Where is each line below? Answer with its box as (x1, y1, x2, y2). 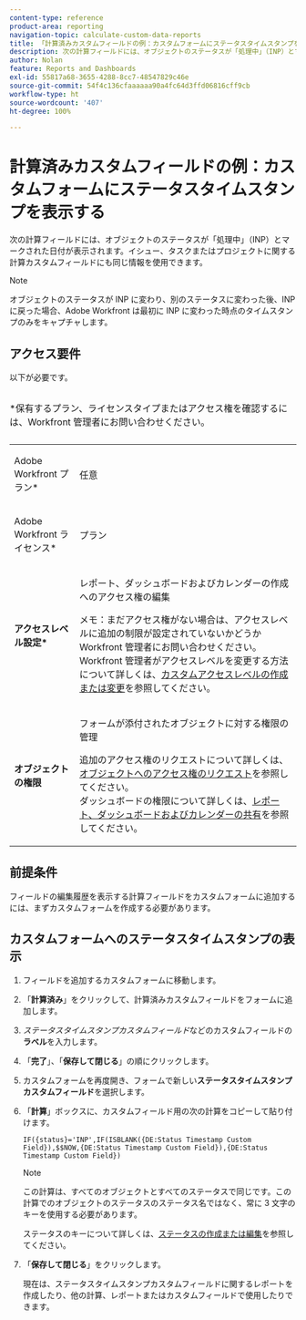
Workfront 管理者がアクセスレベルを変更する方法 (78, 655, 289, 666)
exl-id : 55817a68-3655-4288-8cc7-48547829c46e (9, 73, 189, 82)
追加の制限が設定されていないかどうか (97, 627, 262, 639)
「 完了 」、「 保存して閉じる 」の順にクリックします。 (22, 1055, 214, 1067)
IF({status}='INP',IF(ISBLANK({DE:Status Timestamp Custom (22, 1135, 252, 1144)
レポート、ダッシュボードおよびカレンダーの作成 (78, 577, 290, 589)
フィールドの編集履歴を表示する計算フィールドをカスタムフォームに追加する (9, 891, 296, 902)
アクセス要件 (9, 345, 81, 361)
